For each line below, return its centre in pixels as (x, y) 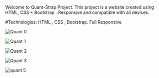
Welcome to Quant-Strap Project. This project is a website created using (79, 7)
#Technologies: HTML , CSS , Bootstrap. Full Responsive (63, 22)
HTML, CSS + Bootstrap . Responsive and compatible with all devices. (77, 12)
